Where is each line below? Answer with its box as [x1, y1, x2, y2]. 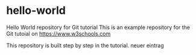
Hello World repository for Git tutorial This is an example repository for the [6, 24, 191, 31]
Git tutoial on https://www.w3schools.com [6, 30, 111, 37]
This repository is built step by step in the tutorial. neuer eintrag [6, 42, 164, 49]
